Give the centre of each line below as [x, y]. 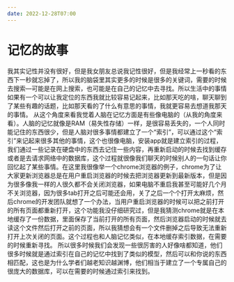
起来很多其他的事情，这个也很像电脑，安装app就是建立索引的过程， [125, 141]
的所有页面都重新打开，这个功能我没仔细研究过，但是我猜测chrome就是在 [113, 210]
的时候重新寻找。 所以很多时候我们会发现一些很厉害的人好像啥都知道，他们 [115, 245]
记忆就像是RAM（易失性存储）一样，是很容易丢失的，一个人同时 [133, 123]
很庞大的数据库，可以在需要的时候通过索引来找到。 [80, 271]
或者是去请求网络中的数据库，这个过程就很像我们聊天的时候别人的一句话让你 [117, 158]
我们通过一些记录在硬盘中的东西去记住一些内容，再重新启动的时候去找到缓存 [117, 149]
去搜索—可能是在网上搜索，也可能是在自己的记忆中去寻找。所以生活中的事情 [117, 88]
